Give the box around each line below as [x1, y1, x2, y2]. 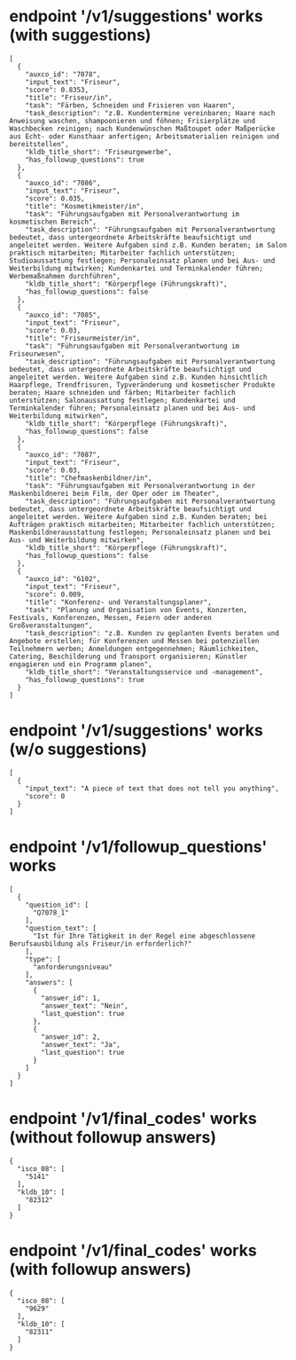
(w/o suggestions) [9, 739, 148, 759]
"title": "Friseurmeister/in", [25, 334, 141, 342]
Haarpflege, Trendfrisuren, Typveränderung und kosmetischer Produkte [9, 380, 276, 389]
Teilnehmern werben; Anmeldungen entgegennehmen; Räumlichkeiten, [9, 644, 260, 653]
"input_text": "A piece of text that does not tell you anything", [25, 783, 279, 793]
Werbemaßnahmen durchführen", [9, 271, 121, 280]
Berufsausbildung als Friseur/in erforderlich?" [9, 939, 192, 948]
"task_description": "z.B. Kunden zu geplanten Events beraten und [25, 628, 279, 638]
